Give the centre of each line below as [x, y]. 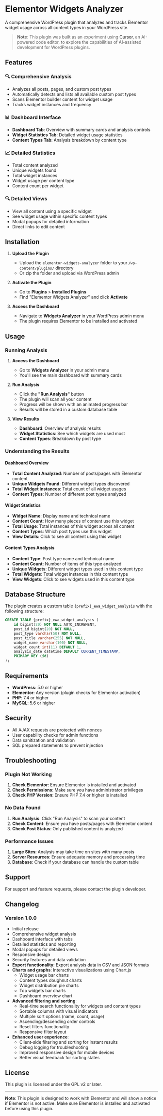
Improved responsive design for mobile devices [67, 1052]
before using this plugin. [29, 1109]
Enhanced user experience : [40, 1037]
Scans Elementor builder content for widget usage [62, 99]
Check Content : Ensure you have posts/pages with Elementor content [82, 824]
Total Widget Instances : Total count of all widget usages [69, 489]
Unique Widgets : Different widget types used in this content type [77, 569]
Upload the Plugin [31, 254]
